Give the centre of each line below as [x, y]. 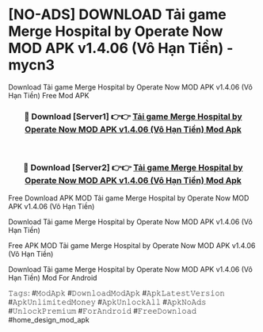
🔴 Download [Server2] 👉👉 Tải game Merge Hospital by [133, 168]
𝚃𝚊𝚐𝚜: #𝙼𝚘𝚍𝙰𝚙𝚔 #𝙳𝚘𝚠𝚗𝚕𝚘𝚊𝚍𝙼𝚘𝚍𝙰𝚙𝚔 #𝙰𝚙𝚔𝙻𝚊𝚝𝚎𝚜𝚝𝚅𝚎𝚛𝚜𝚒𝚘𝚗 [117, 293]
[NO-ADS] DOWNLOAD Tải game [118, 15]
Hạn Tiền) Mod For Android [53, 277]
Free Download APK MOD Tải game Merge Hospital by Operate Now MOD [129, 198]
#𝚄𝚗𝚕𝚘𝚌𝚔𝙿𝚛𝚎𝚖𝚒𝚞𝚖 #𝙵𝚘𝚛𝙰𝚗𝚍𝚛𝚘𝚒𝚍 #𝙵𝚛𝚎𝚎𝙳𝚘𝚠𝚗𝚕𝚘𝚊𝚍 [102, 311]
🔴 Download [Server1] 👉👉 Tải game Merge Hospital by [133, 116]
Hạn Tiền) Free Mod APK [49, 95]
